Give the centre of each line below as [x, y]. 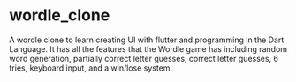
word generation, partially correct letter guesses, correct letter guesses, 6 [144, 58]
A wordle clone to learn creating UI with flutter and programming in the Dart [147, 40]
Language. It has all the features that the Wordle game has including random [148, 48]
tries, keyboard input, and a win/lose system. [91, 68]
